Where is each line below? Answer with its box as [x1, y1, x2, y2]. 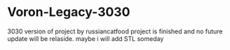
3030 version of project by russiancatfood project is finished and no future [7, 27, 223, 35]
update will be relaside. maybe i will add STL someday [7, 34, 164, 42]
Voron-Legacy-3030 [7, 4, 130, 20]
